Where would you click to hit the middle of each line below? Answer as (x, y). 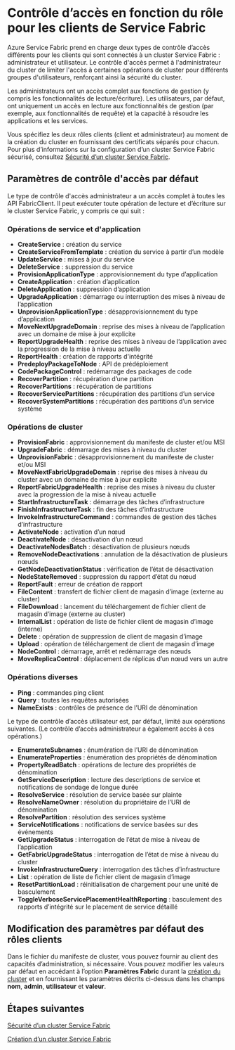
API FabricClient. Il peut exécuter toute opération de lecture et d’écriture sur (117, 203)
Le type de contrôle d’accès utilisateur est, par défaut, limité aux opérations (116, 721)
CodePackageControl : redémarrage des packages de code (105, 371)
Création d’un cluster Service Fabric (59, 1039)
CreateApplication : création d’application (78, 282)
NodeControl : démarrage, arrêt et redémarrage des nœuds (104, 651)
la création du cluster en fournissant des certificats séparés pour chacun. (113, 141)
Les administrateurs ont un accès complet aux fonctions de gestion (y (108, 91)
